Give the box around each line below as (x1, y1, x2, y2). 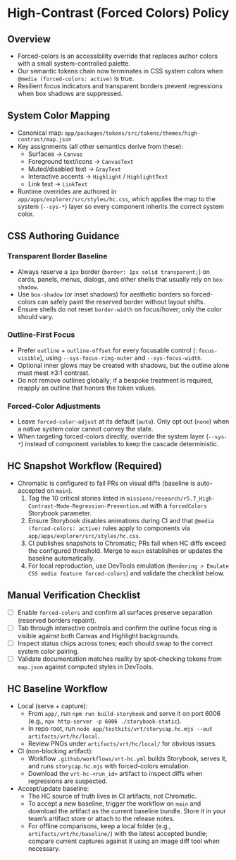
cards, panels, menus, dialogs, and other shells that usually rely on (17, 275, 211, 283)
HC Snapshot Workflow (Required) (7, 460, 163, 472)
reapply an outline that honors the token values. (17, 383, 156, 392)
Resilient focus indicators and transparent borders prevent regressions (17, 82, 223, 90)
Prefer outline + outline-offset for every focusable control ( (17, 346, 196, 354)
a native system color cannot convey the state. (17, 425, 154, 434)
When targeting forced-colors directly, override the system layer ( (17, 432, 209, 441)
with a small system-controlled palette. (17, 59, 130, 68)
